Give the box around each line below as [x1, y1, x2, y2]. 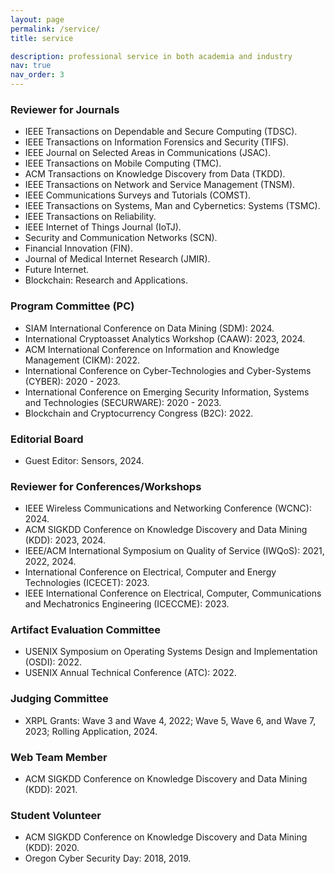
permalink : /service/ [10, 24, 101, 34]
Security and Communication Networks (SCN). [24, 232, 218, 244]
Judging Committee [10, 692, 109, 706]
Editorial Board [10, 432, 84, 446]
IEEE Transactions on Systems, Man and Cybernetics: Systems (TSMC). [24, 200, 321, 212]
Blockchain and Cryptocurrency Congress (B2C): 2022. [24, 407, 254, 419]
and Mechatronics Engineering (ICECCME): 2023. [24, 598, 230, 610]
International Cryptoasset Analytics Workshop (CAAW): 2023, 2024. [24, 332, 306, 345]
